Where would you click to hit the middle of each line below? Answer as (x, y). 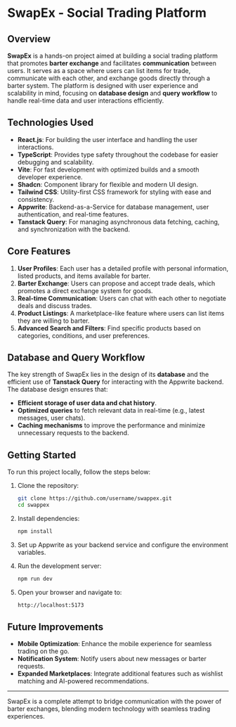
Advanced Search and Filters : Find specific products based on (109, 328)
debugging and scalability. (55, 162)
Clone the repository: (48, 486)
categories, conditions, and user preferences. (83, 335)
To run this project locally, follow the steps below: (79, 472)
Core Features (39, 251)
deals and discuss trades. (55, 305)
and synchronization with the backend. (74, 229)
